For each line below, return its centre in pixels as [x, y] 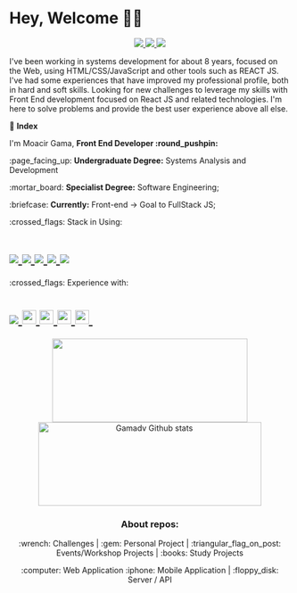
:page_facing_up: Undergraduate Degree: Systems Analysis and [128, 161]
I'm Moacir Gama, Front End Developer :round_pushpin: [114, 143]
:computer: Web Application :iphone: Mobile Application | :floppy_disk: [150, 571]
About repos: [150, 523]
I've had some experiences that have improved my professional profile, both [149, 80]
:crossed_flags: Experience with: [69, 282]
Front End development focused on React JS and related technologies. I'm [146, 99]
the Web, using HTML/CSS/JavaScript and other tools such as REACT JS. [144, 70]
